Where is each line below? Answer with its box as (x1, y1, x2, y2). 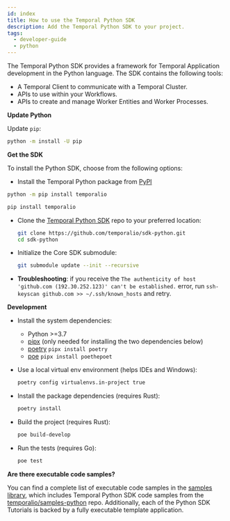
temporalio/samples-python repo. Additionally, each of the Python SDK (7, 498, 211, 506)
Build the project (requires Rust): (17, 418, 111, 426)
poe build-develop (17, 431, 71, 438)
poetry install (17, 405, 62, 412)
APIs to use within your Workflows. (17, 90, 118, 98)
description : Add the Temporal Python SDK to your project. (7, 23, 186, 30)
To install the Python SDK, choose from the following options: (7, 164, 183, 172)
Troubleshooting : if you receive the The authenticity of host (17, 274, 197, 283)
